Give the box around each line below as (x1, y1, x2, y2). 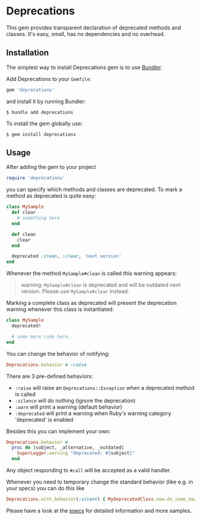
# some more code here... (11, 334, 77, 340)
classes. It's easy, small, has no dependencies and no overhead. (6, 30, 166, 37)
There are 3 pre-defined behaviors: (6, 373, 93, 380)
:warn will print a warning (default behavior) (14, 403, 123, 410)
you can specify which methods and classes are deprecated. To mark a (6, 186, 182, 193)
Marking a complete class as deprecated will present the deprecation (6, 300, 177, 307)
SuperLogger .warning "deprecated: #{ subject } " (17, 451, 135, 456)
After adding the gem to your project (6, 164, 96, 171)
